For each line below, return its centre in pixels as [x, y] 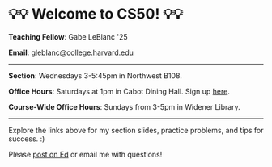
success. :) [27, 139]
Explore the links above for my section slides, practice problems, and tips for [136, 130]
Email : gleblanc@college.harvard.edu [71, 52]
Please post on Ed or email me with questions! [85, 154]
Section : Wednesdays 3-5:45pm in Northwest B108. [95, 75]
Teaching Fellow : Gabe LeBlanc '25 [68, 36]
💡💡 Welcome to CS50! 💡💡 [96, 14]
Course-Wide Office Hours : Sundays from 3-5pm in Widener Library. [124, 106]
